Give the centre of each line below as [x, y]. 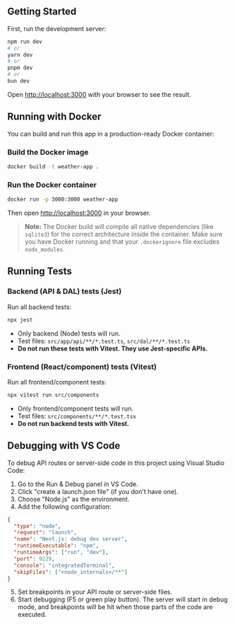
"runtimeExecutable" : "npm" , [56, 546]
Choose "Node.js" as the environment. [73, 499]
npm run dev [25, 42]
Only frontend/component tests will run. [76, 408]
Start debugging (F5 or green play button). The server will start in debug [122, 599]
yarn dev [20, 55]
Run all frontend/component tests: [57, 382]
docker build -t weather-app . [53, 167]
